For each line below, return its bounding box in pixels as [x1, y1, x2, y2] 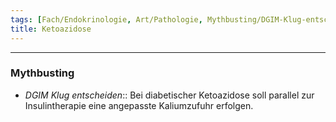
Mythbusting [10, 66, 75, 80]
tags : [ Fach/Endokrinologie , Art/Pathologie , [10, 14, 203, 25]
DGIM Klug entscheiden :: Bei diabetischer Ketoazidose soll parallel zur [24, 89, 315, 101]
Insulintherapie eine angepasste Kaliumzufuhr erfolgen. [24, 99, 254, 111]
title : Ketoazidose [10, 24, 92, 34]
